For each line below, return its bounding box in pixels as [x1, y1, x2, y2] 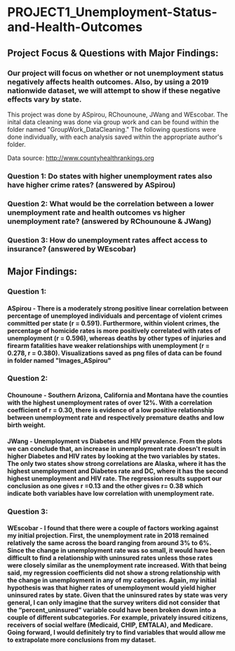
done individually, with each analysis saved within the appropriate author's [7, 133, 223, 141]
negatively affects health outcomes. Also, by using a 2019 [7, 76, 209, 86]
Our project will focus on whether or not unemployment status [7, 68, 224, 78]
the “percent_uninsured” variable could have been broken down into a [7, 606, 216, 615]
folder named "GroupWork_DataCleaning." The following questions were [7, 125, 216, 133]
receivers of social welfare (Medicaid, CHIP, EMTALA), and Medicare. [7, 621, 213, 629]
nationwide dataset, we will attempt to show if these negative [7, 86, 221, 95]
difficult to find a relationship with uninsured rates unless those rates [7, 553, 213, 562]
